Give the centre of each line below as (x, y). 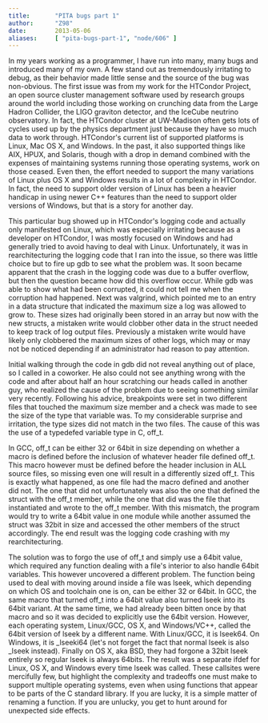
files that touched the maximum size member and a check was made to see (133, 407)
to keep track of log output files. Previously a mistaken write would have (127, 332)
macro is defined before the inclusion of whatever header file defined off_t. (132, 457)
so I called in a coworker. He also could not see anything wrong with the (127, 373)
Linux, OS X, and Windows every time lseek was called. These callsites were (134, 668)
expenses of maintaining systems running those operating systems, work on (134, 163)
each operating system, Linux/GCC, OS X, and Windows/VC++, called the (130, 625)
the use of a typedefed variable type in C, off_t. (86, 433)
